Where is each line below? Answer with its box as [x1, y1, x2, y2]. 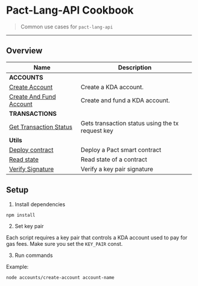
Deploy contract [9, 145, 54, 154]
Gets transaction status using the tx [80, 119, 179, 127]
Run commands [14, 252, 53, 259]
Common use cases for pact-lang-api [20, 23, 113, 30]
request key [80, 126, 114, 135]
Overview [6, 45, 43, 56]
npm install [6, 212, 35, 218]
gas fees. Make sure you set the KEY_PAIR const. [6, 240, 123, 248]
